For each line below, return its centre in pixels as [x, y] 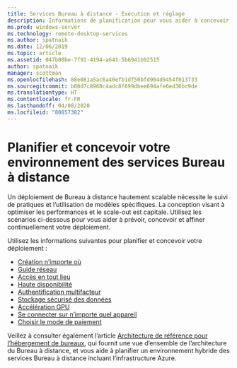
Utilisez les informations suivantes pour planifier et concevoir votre [105, 240]
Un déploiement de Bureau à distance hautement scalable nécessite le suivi [118, 197]
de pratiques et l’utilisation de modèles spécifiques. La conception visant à [116, 204]
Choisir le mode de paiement [59, 321]
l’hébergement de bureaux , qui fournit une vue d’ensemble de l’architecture [117, 343]
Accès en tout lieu [44, 277]
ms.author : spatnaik [38, 40]
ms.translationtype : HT [42, 93]
